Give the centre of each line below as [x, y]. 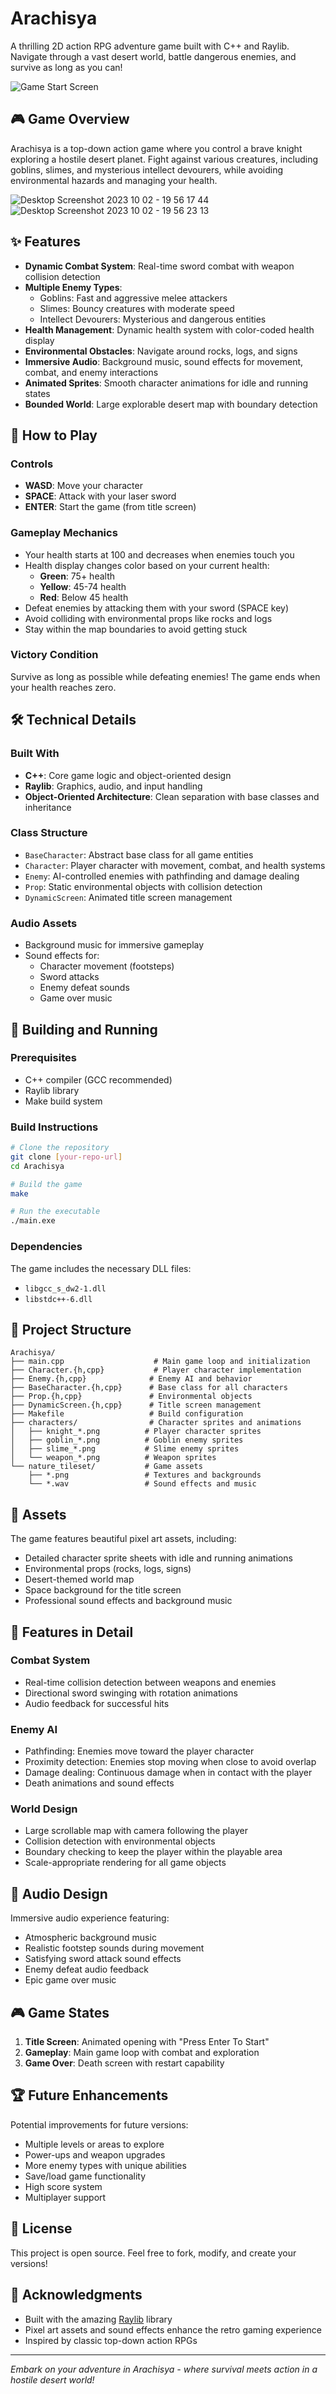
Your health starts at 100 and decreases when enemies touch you [159, 554]
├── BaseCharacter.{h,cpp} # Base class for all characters [149, 1388]
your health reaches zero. [63, 687]
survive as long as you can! [66, 67]
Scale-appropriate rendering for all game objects [125, 1863]
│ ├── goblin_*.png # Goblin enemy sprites [127, 1440]
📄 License [41, 2228]
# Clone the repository [60, 1148]
